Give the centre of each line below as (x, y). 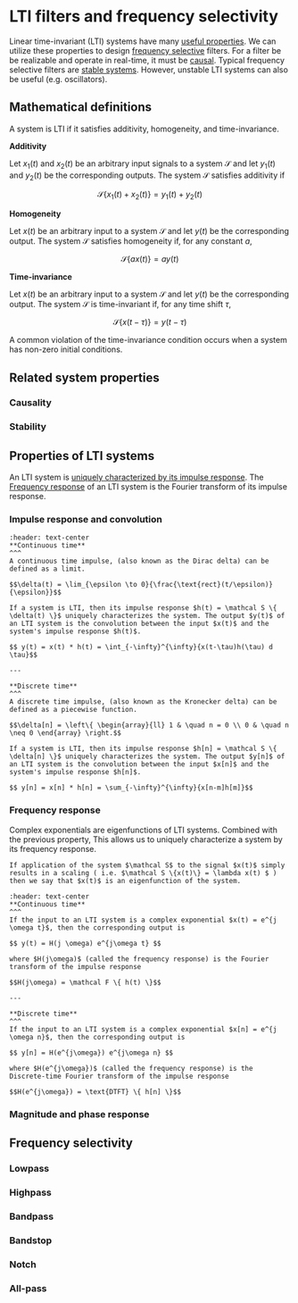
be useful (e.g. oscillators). (58, 79)
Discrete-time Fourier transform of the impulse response (119, 1076)
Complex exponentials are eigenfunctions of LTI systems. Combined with (144, 830)
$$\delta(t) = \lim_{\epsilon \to (74, 585)
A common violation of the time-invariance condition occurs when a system (148, 340)
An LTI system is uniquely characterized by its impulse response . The (137, 477)
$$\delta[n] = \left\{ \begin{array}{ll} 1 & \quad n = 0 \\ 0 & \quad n (149, 725)
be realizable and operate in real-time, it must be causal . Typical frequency (147, 60)
